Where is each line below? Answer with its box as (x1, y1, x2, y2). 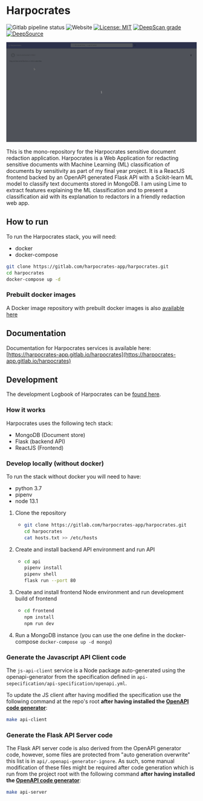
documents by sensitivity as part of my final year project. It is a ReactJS (6, 167, 185, 174)
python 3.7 (14, 484, 42, 491)
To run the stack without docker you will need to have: (6, 473, 141, 480)
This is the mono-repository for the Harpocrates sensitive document (6, 148, 176, 155)
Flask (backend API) (14, 438, 65, 445)
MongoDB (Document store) (14, 431, 86, 438)
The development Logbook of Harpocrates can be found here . (6, 391, 161, 398)
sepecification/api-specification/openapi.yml (6, 681, 126, 687)
